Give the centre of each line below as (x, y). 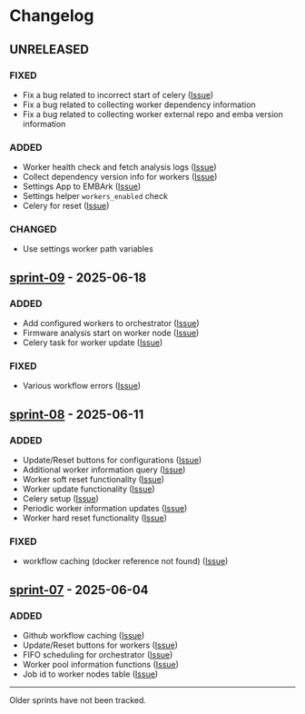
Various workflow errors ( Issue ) (82, 386)
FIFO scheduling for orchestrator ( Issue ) (98, 655)
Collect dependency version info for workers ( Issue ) (120, 177)
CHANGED (33, 230)
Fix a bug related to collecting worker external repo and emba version (152, 114)
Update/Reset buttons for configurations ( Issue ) (112, 461)
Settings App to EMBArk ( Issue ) (82, 186)
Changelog (52, 16)
